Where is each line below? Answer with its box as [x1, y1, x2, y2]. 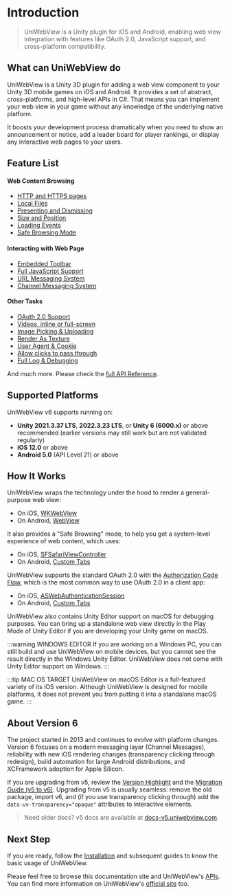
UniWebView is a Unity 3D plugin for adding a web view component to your [7, 80, 220, 89]
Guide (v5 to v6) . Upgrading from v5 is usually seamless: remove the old [7, 785, 212, 794]
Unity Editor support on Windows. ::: [7, 662, 110, 670]
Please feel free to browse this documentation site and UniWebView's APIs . [7, 872, 220, 880]
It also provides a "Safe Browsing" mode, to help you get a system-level [7, 530, 211, 538]
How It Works [7, 470, 67, 482]
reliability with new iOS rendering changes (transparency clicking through [7, 750, 215, 759]
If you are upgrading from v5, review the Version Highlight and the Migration [7, 778, 223, 787]
